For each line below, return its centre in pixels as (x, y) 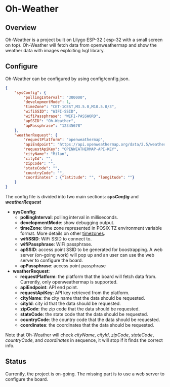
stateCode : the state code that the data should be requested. (84, 314)
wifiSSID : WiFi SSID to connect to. (56, 239)
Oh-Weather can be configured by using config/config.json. (68, 79)
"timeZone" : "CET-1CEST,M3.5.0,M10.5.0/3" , (70, 107)
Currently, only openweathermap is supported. (69, 282)
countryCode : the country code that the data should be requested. (90, 320)
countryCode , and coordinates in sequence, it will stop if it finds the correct (84, 340)
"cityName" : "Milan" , (46, 154)
